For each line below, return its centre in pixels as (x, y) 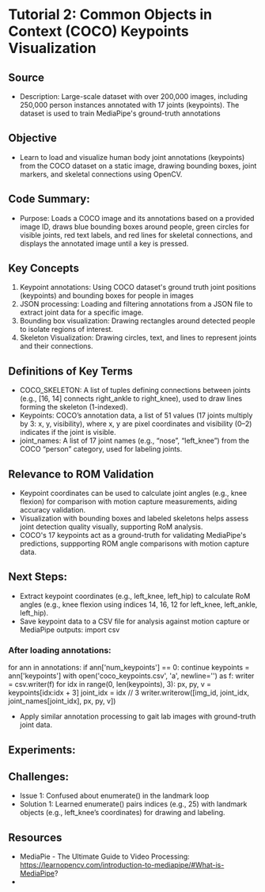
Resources (35, 837)
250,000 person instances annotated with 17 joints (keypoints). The (129, 105)
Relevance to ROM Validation (81, 474)
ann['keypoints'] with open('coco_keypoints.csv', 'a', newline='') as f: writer (131, 676)
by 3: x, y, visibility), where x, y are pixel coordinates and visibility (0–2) (136, 424)
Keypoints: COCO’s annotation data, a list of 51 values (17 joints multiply (136, 416)
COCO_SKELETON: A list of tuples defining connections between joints (135, 391)
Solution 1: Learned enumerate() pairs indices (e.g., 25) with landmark (133, 804)
